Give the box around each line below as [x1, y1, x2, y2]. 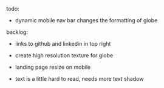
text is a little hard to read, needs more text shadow [15, 75, 144, 82]
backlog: [6, 28, 29, 36]
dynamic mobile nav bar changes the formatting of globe [15, 17, 158, 24]
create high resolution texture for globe [15, 52, 114, 59]
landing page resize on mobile [15, 63, 91, 71]
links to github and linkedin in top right [15, 40, 111, 47]
